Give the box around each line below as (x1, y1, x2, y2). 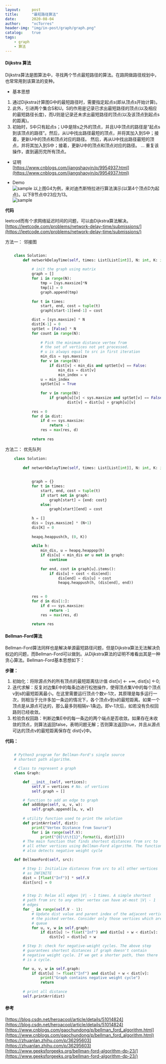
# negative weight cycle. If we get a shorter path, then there (23, 953, 158, 958)
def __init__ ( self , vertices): (23, 780, 87, 785)
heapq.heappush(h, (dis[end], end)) (58, 580, 134, 585)
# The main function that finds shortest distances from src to (23, 839, 158, 844)
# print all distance (23, 989, 68, 994)
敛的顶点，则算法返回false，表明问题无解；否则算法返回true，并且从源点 (12, 722, 161, 728)
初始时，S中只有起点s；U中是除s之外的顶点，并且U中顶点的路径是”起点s (12, 124, 161, 130)
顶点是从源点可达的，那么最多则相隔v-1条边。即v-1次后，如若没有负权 (12, 703, 155, 709)
